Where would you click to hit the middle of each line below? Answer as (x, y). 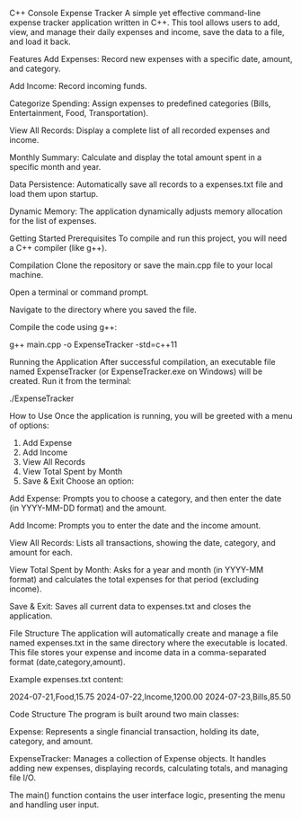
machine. (27, 275)
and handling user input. (54, 805)
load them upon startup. (54, 194)
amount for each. (41, 552)
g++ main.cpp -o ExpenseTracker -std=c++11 (93, 344)
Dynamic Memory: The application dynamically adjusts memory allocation (146, 211)
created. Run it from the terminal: (71, 381)
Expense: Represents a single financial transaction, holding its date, (134, 731)
